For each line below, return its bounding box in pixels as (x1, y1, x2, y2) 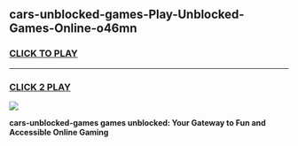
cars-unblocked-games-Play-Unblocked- (9, 7, 245, 22)
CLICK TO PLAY (9, 48, 78, 60)
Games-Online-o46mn (9, 21, 137, 36)
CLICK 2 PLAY (9, 81, 71, 93)
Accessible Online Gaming (9, 127, 109, 137)
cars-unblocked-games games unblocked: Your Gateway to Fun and (9, 117, 266, 127)
